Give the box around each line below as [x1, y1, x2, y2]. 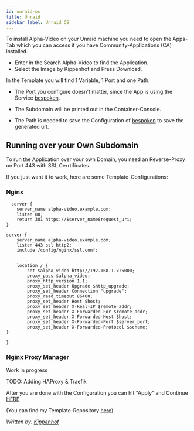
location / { [16, 263, 49, 269]
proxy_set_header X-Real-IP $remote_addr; [27, 304, 132, 310]
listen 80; [16, 211, 43, 217]
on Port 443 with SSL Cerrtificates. [6, 162, 91, 169]
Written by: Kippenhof [6, 418, 60, 425]
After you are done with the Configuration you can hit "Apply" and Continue [6, 389, 189, 396]
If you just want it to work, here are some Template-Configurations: [6, 173, 168, 180]
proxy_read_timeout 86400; [27, 293, 93, 299]
